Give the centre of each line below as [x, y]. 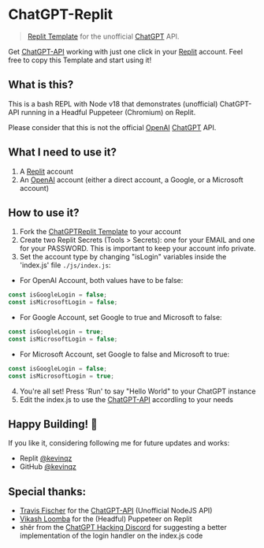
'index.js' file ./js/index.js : [65, 265]
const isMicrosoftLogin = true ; [61, 376]
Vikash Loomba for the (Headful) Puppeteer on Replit [106, 519]
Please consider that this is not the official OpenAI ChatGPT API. [112, 127]
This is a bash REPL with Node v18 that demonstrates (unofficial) [113, 103]
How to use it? [44, 212]
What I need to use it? [62, 153]
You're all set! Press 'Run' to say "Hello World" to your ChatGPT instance [138, 391]
